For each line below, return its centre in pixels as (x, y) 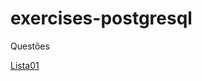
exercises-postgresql (101, 18)
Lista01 (25, 65)
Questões (30, 46)
